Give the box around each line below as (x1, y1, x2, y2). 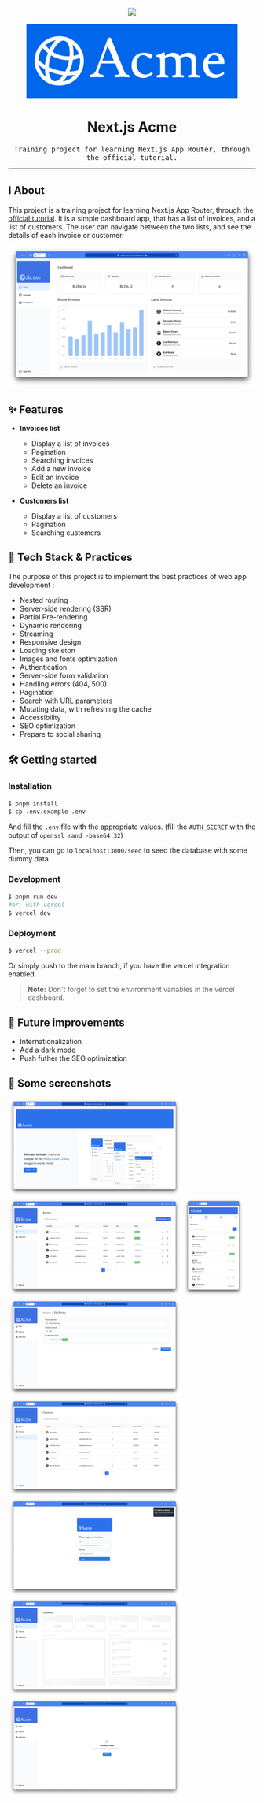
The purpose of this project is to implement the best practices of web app (8, 571, 247, 581)
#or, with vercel (8, 901, 65, 909)
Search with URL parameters (19, 696, 113, 705)
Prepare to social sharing (19, 729, 101, 738)
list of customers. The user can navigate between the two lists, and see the (8, 221, 251, 232)
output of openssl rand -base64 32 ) (8, 831, 123, 840)
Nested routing (19, 595, 68, 604)
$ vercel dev (8, 909, 51, 917)
